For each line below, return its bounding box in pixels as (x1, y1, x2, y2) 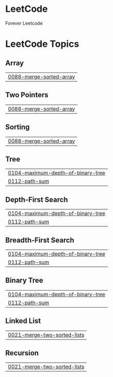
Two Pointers (5, 91, 49, 99)
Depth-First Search (5, 195, 68, 204)
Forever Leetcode (5, 20, 43, 26)
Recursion (5, 349, 39, 357)
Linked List (5, 317, 41, 326)
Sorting (5, 123, 30, 132)
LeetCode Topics (5, 38, 80, 50)
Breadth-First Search (5, 236, 74, 244)
